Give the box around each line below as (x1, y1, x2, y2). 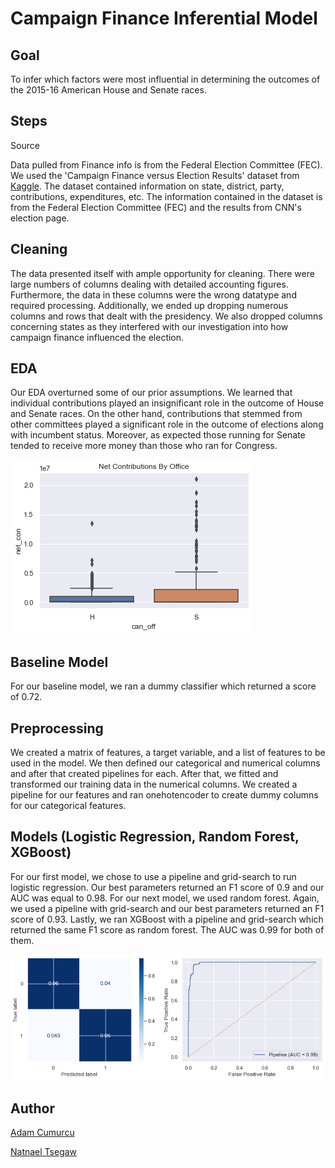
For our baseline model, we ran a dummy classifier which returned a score (10, 680, 317, 692)
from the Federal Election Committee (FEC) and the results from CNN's (10, 201, 302, 213)
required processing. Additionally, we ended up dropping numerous (10, 299, 289, 311)
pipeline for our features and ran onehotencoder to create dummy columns (10, 789, 319, 801)
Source (10, 139, 40, 151)
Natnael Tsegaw (10, 1145, 78, 1157)
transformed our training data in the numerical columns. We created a (10, 778, 298, 791)
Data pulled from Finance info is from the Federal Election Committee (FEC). (10, 158, 323, 171)
